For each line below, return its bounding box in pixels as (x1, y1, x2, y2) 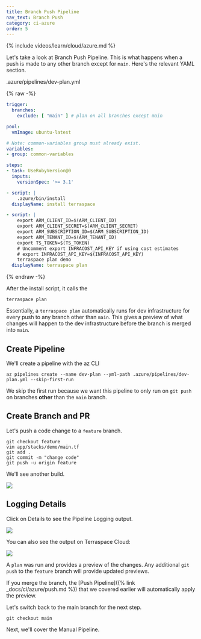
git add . (6, 449, 31, 455)
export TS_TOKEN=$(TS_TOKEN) (17, 240, 90, 246)
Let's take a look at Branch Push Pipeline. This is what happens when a (6, 54, 182, 61)
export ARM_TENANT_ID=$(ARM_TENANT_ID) (17, 234, 117, 240)
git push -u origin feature (6, 460, 77, 466)
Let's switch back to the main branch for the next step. (6, 603, 142, 611)
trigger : (6, 102, 28, 108)
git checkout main (6, 615, 52, 621)
